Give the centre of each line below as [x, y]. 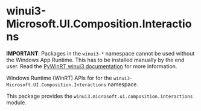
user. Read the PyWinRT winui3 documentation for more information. [92, 66]
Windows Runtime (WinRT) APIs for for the [59, 78]
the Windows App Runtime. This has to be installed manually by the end [95, 60]
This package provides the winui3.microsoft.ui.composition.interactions [100, 96]
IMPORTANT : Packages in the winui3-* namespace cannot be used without [101, 53]
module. [17, 102]
